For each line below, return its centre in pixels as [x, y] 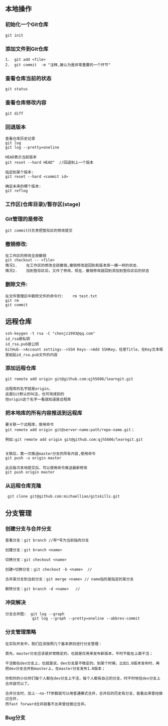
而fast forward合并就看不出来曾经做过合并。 [47, 704]
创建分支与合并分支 [28, 529]
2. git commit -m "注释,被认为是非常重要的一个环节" [58, 65]
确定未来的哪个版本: [23, 186]
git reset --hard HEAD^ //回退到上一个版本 [49, 162]
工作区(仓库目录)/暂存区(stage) [43, 204]
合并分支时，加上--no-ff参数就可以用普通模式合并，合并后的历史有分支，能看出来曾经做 [84, 693]
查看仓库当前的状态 [28, 78]
